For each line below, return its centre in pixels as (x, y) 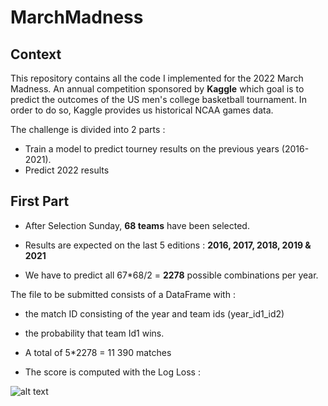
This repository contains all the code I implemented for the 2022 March (157, 78)
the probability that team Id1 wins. (94, 333)
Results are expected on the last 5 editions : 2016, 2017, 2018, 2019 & (168, 245)
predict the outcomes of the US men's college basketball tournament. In (158, 99)
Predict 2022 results (67, 170)
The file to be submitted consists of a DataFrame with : (123, 294)
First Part (40, 201)
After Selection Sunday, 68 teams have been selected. (137, 225)
